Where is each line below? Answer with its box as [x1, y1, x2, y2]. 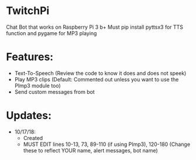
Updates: [6, 109, 51, 122]
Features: [6, 50, 54, 64]
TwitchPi [6, 4, 50, 18]
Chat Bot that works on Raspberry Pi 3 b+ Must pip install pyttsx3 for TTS [6, 23, 183, 30]
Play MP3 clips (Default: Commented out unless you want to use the [14, 76, 179, 83]
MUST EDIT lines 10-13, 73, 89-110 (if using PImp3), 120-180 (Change [23, 141, 191, 148]
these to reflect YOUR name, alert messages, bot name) [23, 147, 158, 154]
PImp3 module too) [14, 82, 61, 89]
